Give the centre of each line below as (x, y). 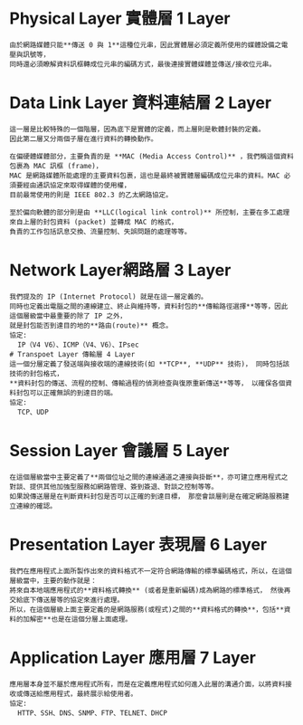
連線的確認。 (36, 506)
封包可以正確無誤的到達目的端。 (66, 393)
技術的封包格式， (37, 373)
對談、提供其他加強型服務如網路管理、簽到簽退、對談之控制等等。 (114, 487)
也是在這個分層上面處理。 (92, 619)
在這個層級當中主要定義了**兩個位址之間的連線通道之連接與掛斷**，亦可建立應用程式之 (149, 477)
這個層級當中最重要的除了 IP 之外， (68, 316)
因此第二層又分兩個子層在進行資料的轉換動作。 (84, 138)
